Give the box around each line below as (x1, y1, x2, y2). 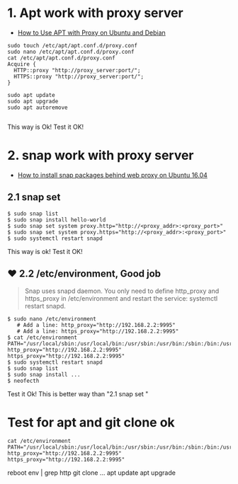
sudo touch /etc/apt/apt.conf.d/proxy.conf (7, 42, 138, 49)
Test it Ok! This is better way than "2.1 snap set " (7, 389, 149, 398)
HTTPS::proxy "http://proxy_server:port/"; (13, 73, 144, 80)
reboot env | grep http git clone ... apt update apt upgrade (7, 468, 176, 477)
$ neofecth (7, 377, 40, 384)
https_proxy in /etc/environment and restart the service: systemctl (24, 294, 218, 302)
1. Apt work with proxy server (7, 5, 183, 21)
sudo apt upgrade (7, 98, 59, 105)
